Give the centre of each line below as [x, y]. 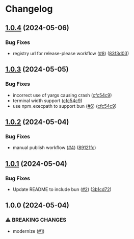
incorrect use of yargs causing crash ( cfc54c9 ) [62, 95]
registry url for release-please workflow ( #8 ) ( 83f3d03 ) [71, 53]
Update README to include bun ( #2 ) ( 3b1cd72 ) [62, 189]
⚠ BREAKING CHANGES [36, 220]
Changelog [29, 9]
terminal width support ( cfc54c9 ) [47, 101]
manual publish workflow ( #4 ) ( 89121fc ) [54, 148]
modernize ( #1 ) [29, 231]
